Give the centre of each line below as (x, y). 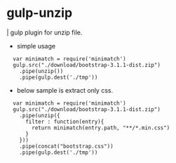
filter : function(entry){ (65, 122)
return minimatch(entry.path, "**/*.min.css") (101, 128)
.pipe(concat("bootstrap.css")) (66, 146)
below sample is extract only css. (65, 90)
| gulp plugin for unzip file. (45, 32)
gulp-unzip (40, 13)
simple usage (36, 46)
